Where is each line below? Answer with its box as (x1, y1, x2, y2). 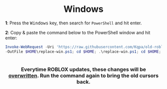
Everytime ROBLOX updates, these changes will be (20, 66, 147, 73)
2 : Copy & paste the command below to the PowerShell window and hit (5, 29, 151, 35)
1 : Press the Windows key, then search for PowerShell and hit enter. (5, 20, 142, 26)
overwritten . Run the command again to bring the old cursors (8, 72, 159, 79)
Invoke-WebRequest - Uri (5, 44, 55, 49)
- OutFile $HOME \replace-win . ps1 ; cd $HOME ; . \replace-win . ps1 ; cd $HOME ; (5, 49, 162, 54)
